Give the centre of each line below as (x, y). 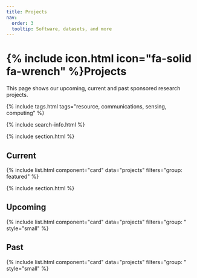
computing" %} (25, 113)
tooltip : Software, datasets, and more (62, 29)
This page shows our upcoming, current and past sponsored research (93, 88)
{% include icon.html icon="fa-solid (99, 59)
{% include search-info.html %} (46, 125)
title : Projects (27, 12)
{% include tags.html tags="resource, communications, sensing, (86, 107)
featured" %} (23, 177)
